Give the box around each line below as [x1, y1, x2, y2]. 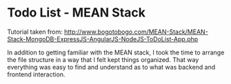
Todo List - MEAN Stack [7, 5, 146, 21]
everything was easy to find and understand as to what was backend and [7, 63, 216, 71]
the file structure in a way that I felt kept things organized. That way [7, 55, 199, 63]
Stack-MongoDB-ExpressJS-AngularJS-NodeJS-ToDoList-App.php [7, 34, 199, 43]
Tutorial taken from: [7, 28, 63, 36]
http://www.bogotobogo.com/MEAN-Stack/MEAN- [64, 28, 208, 36]
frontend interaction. [7, 70, 66, 78]
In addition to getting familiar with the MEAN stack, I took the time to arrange [7, 48, 225, 56]
